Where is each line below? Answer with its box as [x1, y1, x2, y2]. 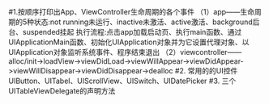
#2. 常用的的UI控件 [174, 66, 238, 75]
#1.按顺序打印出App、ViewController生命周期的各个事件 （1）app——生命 [8, 7, 255, 16]
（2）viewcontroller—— [161, 48, 242, 56]
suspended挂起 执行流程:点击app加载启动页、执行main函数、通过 [22, 27, 242, 36]
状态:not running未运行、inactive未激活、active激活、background [33, 17, 253, 27]
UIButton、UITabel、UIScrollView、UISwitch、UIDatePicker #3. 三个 [8, 76, 237, 85]
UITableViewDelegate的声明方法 [8, 86, 116, 95]
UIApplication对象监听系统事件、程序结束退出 [8, 48, 160, 56]
